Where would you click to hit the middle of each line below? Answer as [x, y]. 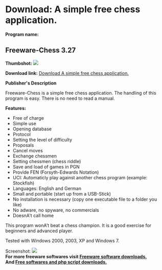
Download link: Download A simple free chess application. [67, 73]
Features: [16, 108]
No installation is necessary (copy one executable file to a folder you [85, 199]
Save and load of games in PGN [46, 167]
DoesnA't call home [33, 215]
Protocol [21, 134]
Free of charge [28, 118]
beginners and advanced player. [39, 231]
